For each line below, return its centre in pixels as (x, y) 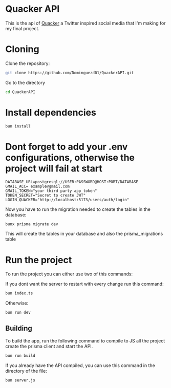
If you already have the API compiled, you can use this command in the (80, 365)
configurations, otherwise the (70, 157)
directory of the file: (26, 371)
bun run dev (18, 313)
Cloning (22, 49)
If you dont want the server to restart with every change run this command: (84, 284)
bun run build (20, 355)
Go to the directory (25, 82)
